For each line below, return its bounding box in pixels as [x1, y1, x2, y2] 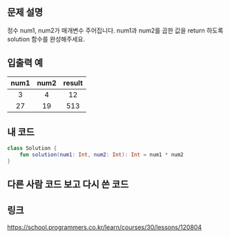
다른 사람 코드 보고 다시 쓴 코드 [7, 178, 129, 190]
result [63, 78, 83, 88]
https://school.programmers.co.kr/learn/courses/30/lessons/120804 [7, 223, 202, 232]
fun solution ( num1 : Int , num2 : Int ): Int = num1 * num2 [19, 152, 184, 158]
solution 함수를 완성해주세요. [7, 35, 85, 43]
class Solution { [7, 145, 57, 152]
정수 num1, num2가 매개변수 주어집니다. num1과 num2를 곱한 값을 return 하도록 [7, 26, 224, 35]
